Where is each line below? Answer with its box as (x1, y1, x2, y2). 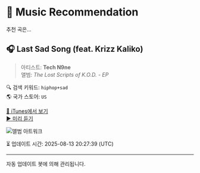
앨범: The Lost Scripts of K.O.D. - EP (20, 71, 109, 78)
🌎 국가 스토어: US (6, 93, 47, 100)
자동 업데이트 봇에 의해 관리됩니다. (6, 160, 86, 167)
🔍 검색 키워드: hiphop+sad (6, 83, 68, 91)
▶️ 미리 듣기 (6, 115, 34, 122)
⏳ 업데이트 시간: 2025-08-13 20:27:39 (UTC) (6, 140, 114, 147)
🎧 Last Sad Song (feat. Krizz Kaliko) (6, 44, 143, 54)
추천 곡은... (6, 26, 32, 33)
